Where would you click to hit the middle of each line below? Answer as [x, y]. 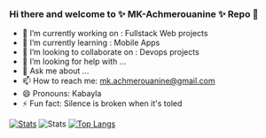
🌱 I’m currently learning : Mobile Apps [91, 42]
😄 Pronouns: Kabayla [62, 94]
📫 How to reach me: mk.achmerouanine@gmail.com [118, 81]
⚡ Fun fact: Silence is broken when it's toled [102, 103]
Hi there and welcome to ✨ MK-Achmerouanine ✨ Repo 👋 [134, 14]
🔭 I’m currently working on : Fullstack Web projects [115, 34]
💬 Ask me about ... [55, 71]
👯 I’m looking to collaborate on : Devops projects [110, 52]
